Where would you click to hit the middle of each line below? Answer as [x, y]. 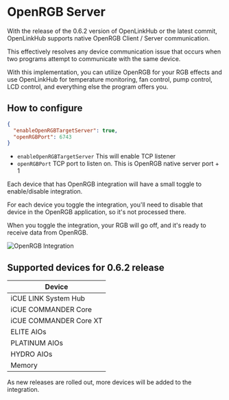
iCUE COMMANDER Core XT [57, 321]
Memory [24, 366]
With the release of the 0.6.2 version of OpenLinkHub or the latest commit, [112, 31]
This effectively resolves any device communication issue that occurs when [114, 51]
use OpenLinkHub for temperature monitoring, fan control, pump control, [110, 79]
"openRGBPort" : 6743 [43, 137]
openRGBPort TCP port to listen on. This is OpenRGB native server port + [118, 164]
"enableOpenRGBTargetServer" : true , [65, 130]
